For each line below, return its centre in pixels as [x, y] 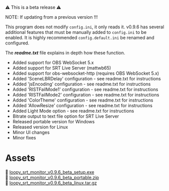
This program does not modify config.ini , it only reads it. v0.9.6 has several [85, 27]
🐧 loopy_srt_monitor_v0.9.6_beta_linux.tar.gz [51, 183]
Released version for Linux [40, 127]
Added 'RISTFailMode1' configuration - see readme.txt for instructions [85, 89]
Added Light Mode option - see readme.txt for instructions [73, 111]
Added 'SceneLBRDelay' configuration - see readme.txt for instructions [87, 79]
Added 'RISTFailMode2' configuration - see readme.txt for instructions [86, 95]
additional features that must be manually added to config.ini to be [76, 32]
